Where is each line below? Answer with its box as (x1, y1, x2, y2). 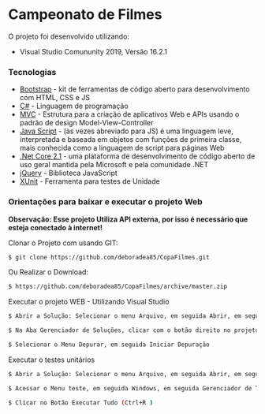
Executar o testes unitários (8, 355, 95, 364)
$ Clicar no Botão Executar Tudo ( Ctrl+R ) (8, 398, 154, 407)
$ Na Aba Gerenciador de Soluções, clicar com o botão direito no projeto (8, 326, 259, 334)
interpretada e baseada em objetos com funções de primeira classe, (19, 135, 242, 144)
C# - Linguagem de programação (19, 101, 129, 111)
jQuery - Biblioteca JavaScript (19, 168, 118, 178)
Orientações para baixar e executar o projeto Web (8, 196, 203, 207)
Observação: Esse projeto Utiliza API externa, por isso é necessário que (8, 214, 248, 224)
